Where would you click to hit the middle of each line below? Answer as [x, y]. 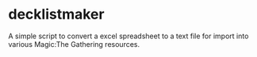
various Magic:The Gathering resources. [74, 44]
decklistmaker [56, 14]
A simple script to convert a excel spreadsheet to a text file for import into [128, 36]
